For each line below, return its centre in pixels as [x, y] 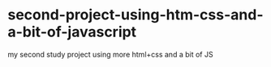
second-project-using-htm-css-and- [135, 15]
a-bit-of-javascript [72, 32]
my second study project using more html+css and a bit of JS [110, 54]
